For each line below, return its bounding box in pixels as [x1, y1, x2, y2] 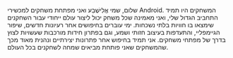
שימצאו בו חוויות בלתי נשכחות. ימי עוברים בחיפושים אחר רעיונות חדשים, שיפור [7, 21, 214, 29]
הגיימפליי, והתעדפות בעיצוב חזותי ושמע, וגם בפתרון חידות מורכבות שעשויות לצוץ [7, 28, 220, 36]
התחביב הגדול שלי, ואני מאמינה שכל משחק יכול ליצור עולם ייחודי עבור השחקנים [7, 13, 219, 22]
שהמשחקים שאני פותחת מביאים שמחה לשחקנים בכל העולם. [7, 43, 169, 51]
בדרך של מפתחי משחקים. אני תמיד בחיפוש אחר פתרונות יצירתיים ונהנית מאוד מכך [7, 36, 226, 44]
